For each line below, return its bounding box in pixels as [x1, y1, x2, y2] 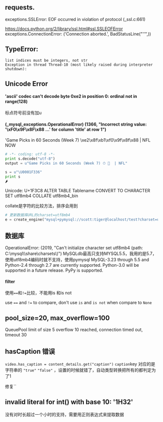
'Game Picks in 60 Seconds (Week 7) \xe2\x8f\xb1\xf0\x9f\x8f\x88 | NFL [5, 137, 151, 143]
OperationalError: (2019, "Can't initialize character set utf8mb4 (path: [5, 245, 143, 251]
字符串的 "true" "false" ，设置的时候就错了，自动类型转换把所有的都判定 [5, 367, 152, 373]
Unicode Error [5, 80, 49, 88]
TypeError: [5, 45, 39, 54]
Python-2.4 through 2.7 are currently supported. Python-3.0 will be [5, 262, 139, 268]
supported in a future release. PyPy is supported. [5, 267, 103, 274]
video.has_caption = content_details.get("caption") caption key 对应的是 [5, 361, 156, 367]
